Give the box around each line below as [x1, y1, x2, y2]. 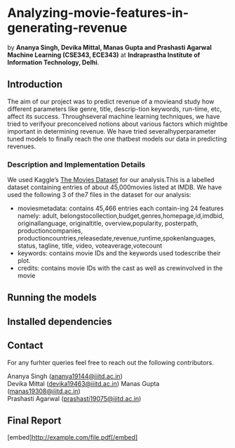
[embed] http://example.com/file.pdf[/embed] [7, 433, 138, 442]
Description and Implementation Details [7, 160, 146, 169]
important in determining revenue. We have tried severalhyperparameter [7, 127, 216, 135]
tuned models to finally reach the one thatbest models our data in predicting [7, 134, 227, 143]
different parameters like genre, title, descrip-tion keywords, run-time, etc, [7, 104, 222, 113]
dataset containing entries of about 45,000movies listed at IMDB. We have [7, 183, 222, 191]
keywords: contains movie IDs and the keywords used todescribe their [17, 249, 221, 257]
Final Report [7, 415, 62, 427]
